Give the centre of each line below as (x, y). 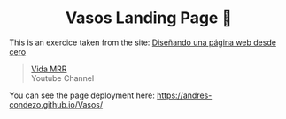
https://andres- (184, 95)
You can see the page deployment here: (82, 95)
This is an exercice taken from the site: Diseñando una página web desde (143, 42)
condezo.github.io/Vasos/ (56, 104)
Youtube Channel (62, 78)
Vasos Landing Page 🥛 (149, 18)
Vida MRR (49, 69)
